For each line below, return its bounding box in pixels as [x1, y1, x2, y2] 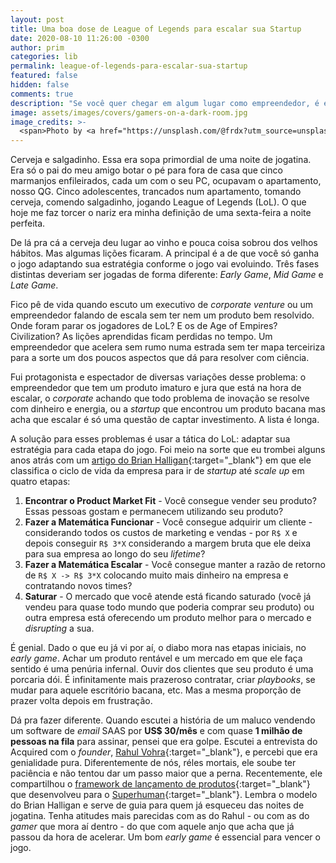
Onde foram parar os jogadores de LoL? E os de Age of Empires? [10, 320, 278, 332]
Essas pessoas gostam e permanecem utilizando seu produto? [24, 506, 284, 518]
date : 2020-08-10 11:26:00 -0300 [10, 33, 150, 43]
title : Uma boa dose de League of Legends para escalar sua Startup [10, 24, 302, 34]
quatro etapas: [10, 476, 71, 488]
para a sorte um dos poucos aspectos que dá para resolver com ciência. [10, 352, 310, 364]
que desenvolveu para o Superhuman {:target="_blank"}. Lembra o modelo [10, 789, 318, 801]
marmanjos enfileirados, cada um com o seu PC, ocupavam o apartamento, [10, 175, 322, 187]
